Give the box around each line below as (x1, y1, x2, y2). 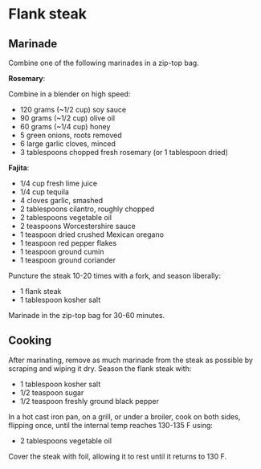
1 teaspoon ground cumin (19, 247, 104, 256)
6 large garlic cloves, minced (19, 139, 116, 149)
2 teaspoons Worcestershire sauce (19, 222, 137, 230)
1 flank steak (19, 287, 62, 296)
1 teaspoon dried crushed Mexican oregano (19, 230, 165, 239)
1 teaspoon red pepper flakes (19, 239, 117, 247)
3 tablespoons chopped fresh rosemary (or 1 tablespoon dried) (19, 148, 229, 157)
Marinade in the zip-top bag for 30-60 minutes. (8, 311, 165, 320)
